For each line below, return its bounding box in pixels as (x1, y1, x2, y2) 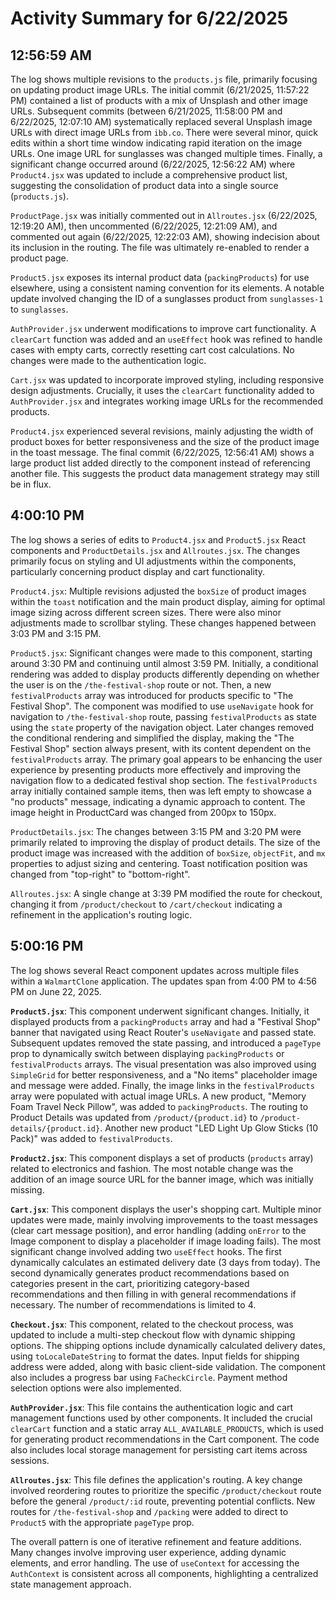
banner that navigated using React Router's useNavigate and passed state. (10, 1026, 317, 1038)
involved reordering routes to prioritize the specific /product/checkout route (10, 1484, 322, 1496)
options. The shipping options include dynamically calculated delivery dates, (10, 1339, 326, 1351)
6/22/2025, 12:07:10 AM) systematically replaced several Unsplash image (10, 116, 313, 127)
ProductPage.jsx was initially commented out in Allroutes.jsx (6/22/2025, (10, 210, 318, 221)
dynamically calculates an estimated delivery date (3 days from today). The (10, 1256, 321, 1268)
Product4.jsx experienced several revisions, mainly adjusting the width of (10, 425, 314, 437)
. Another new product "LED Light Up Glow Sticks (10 (99, 1122, 319, 1134)
